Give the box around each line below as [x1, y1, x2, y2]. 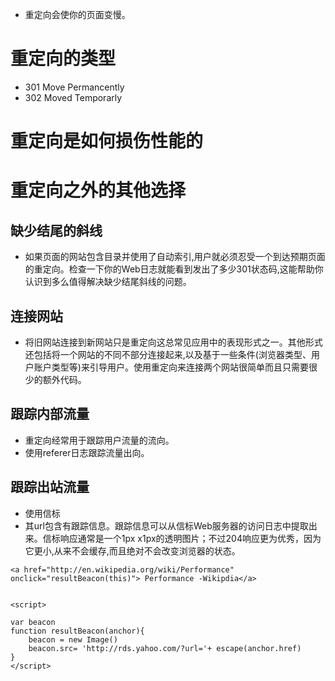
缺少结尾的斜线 [10, 222, 103, 239]
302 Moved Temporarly [24, 91, 123, 103]
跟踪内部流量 [10, 406, 90, 423]
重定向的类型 [10, 48, 117, 70]
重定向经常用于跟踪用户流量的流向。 [24, 434, 175, 446]
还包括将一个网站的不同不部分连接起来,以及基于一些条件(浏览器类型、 [24, 348, 312, 360]
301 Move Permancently [24, 81, 125, 93]
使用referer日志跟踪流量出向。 [24, 446, 150, 458]
